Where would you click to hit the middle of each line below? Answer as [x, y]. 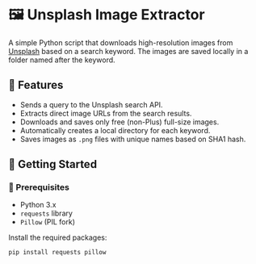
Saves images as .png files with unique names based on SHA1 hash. [133, 139]
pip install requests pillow [57, 253]
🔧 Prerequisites [39, 187]
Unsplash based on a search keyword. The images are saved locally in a [128, 51]
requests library [46, 213]
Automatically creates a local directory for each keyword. [115, 130]
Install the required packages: [58, 237]
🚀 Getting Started [53, 164]
